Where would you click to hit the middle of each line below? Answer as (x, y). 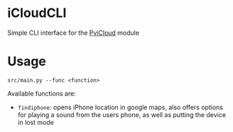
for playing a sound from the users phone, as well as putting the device (121, 114)
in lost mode (36, 122)
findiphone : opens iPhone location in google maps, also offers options (120, 107)
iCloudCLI (37, 13)
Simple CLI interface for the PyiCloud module (74, 33)
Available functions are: (42, 93)
